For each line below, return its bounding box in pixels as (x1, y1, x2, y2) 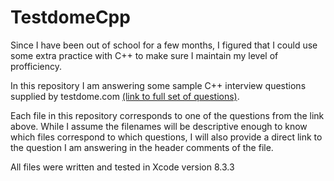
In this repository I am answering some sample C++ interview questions (10, 79, 307, 91)
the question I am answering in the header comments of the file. (10, 141, 274, 153)
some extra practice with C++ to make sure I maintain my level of (10, 49, 279, 61)
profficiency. (10, 60, 63, 72)
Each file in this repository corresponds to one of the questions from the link (10, 109, 325, 121)
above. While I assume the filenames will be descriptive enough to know (10, 120, 308, 132)
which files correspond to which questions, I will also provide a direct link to (10, 131, 323, 143)
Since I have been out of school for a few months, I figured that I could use (10, 39, 318, 51)
